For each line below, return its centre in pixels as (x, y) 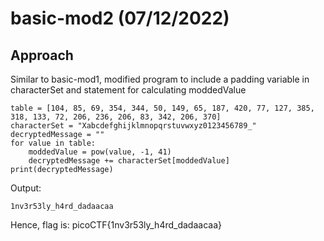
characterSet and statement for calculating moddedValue (128, 90)
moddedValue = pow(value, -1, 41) (100, 152)
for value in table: (53, 143)
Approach (42, 55)
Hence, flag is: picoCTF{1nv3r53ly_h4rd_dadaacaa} (116, 225)
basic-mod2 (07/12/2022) (120, 18)
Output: (26, 188)
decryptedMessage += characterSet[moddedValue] (129, 161)
